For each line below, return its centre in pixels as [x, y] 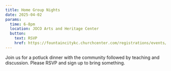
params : [13, 19]
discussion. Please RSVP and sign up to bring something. [65, 63]
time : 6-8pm [23, 24]
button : [18, 33]
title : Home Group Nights [33, 10]
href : [20, 43]
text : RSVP [26, 39]
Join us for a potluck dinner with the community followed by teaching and [82, 57]
